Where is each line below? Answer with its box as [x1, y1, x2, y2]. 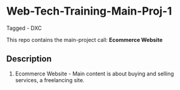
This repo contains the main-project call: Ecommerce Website [6, 36, 163, 43]
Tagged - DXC [6, 24, 43, 32]
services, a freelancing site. [15, 76, 85, 83]
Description [6, 54, 52, 64]
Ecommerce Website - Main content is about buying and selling [15, 70, 175, 77]
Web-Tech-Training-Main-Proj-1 [6, 4, 172, 18]
